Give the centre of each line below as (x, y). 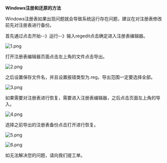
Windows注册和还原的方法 (33, 8)
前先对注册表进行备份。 (30, 25)
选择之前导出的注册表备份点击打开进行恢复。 (52, 125)
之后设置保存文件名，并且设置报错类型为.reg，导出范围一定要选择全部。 (80, 77)
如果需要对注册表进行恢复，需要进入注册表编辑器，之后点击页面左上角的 (80, 98)
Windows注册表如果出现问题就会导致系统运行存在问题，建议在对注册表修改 (84, 19)
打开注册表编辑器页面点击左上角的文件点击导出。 (56, 56)
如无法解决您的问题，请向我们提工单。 (45, 155)
